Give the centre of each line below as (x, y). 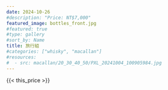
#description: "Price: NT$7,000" (49, 18)
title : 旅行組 (23, 46)
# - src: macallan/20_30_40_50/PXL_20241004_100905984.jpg (84, 63)
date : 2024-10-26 (28, 12)
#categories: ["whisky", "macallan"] (54, 52)
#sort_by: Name (26, 40)
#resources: (21, 57)
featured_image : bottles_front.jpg (51, 23)
